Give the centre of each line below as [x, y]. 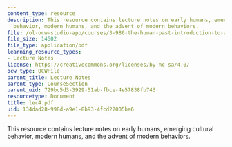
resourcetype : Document [41, 97]
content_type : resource [41, 13]
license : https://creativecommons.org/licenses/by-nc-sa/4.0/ [98, 65]
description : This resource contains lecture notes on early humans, [109, 20]
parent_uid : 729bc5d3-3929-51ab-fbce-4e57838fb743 [81, 90]
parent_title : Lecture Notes [49, 77]
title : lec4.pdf [30, 103]
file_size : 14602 [32, 39]
